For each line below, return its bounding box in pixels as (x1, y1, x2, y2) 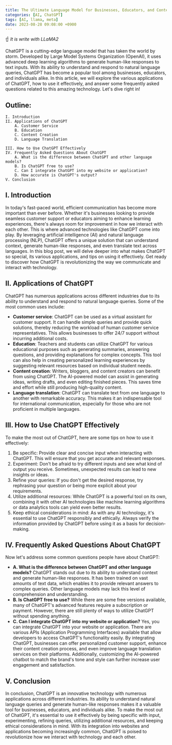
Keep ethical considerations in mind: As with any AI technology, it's (12, 510, 155, 516)
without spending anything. (12, 613, 71, 619)
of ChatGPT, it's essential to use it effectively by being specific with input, (5, 712, 161, 718)
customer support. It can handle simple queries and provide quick (12, 319, 152, 325)
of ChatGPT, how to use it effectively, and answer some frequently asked (5, 80, 160, 87)
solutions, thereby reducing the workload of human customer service (12, 324, 159, 331)
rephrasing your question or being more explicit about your (12, 482, 137, 489)
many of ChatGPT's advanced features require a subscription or (12, 602, 148, 608)
